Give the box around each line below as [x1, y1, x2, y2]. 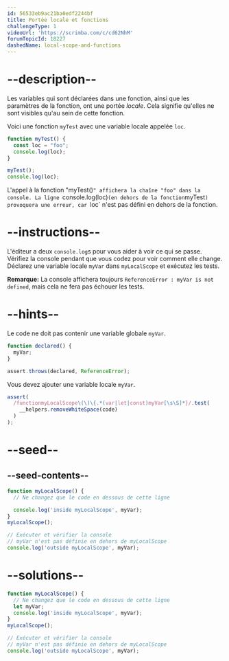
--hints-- [7, 306, 60, 322]
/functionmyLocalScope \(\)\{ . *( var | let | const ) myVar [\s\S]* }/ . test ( [13, 400, 210, 407]
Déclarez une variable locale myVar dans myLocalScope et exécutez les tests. [7, 262, 220, 270]
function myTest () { [7, 135, 67, 142]
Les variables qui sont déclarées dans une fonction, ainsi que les [7, 94, 190, 102]
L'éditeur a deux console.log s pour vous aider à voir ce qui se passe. [7, 247, 202, 256]
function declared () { [7, 343, 72, 350]
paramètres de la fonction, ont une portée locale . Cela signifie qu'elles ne [7, 101, 215, 110]
